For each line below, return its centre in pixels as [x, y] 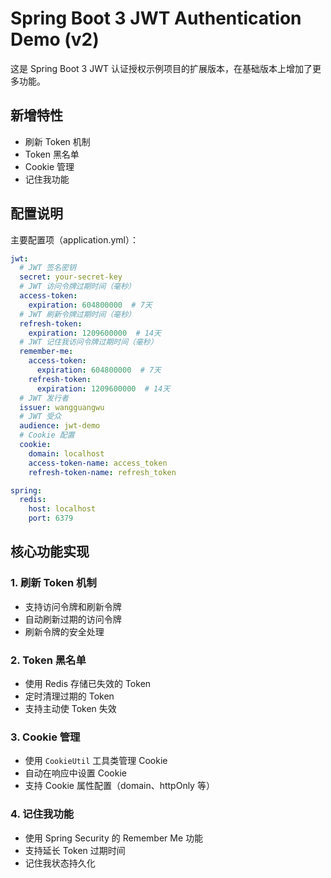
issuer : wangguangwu [62, 407]
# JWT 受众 [40, 417]
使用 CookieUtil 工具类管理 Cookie [96, 761]
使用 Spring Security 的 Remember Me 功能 [114, 838]
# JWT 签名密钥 [48, 268]
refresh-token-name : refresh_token [102, 472]
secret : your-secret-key [71, 277]
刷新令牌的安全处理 [64, 631]
